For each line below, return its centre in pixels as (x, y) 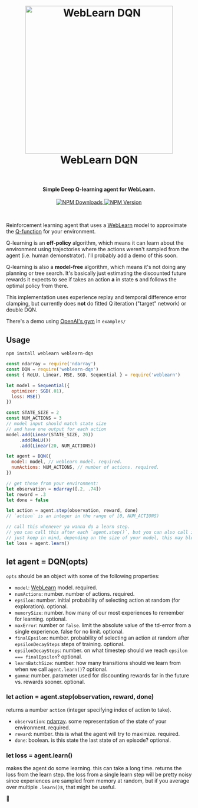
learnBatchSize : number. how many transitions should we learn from (98, 663)
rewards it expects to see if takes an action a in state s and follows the (91, 280)
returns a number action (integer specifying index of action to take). (89, 710)
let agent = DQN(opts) (47, 562)
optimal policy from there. (37, 286)
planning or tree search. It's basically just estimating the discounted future (96, 273)
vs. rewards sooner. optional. (50, 682)
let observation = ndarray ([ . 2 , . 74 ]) (54, 489)
